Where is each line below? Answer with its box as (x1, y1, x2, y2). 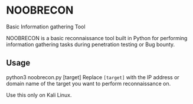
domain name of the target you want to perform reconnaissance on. (6, 80, 171, 87)
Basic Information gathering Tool (6, 23, 86, 30)
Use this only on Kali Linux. (6, 91, 72, 98)
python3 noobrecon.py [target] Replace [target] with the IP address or (6, 73, 180, 80)
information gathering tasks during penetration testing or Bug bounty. (6, 41, 175, 48)
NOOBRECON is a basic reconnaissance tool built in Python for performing (6, 34, 188, 41)
